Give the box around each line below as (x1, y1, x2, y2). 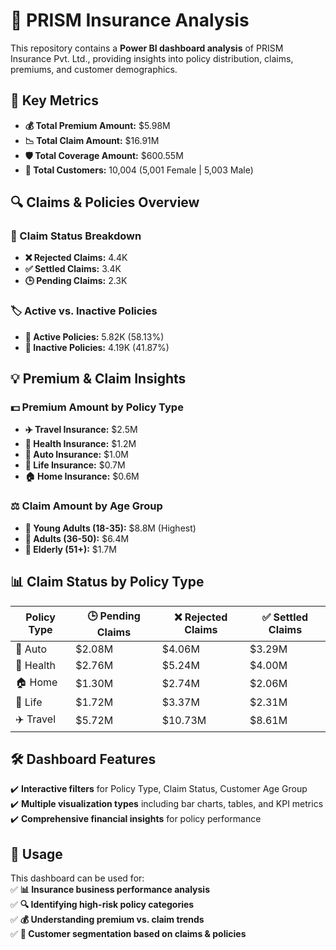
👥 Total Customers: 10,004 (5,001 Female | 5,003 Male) (24, 164, 254, 176)
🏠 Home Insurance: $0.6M (24, 470, 140, 483)
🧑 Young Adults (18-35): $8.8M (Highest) (24, 522, 197, 534)
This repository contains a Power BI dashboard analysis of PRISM (10, 42, 284, 54)
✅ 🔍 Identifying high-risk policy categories (10, 899, 195, 911)
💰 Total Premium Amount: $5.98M (24, 119, 171, 131)
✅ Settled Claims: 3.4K (24, 263, 122, 275)
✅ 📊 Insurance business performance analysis (10, 884, 210, 896)
